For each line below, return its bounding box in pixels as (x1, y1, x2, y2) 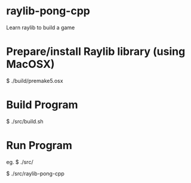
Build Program (6, 98, 78, 111)
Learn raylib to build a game (6, 24, 75, 31)
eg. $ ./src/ (6, 158, 34, 165)
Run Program (6, 139, 73, 152)
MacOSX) (6, 58, 55, 71)
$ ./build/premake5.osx (6, 77, 64, 84)
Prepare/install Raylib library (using (6, 45, 186, 58)
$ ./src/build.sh (6, 117, 44, 125)
